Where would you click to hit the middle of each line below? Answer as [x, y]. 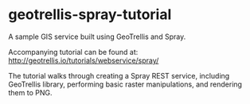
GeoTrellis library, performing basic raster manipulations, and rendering [125, 84]
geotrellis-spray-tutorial [90, 15]
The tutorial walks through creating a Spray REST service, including [119, 75]
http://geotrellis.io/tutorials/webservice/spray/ [84, 60]
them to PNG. [30, 92]
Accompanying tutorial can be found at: [73, 52]
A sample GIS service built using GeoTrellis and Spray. [97, 37]
